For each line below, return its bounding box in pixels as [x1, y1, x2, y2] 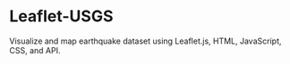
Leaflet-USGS [9, 6, 114, 27]
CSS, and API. [9, 44, 61, 55]
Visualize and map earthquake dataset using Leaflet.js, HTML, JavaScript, [9, 36, 282, 46]
